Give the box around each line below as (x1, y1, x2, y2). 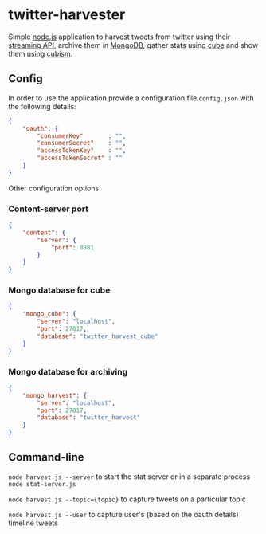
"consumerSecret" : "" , (37, 139, 127, 147)
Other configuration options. (8, 183, 101, 193)
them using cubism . (8, 49, 73, 58)
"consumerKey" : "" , (37, 132, 127, 140)
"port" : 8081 (50, 243, 94, 252)
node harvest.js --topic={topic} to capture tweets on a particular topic (8, 494, 247, 504)
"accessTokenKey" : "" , (37, 147, 127, 155)
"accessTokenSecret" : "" (37, 154, 123, 163)
